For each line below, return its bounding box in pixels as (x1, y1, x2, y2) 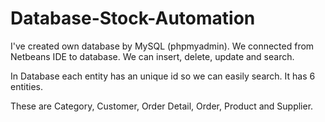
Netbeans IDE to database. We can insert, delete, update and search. (10, 50, 295, 62)
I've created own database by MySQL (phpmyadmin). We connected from (10, 40, 315, 52)
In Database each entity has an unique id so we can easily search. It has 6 (10, 70, 316, 82)
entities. (10, 80, 43, 92)
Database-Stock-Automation (10, 7, 256, 30)
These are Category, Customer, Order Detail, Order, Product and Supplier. (10, 100, 314, 112)
